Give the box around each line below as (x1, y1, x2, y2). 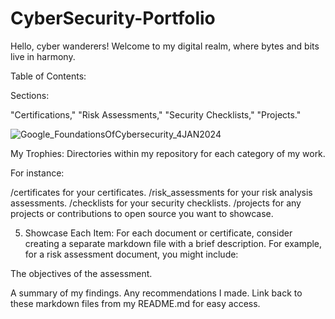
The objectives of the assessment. (10, 267, 153, 279)
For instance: (10, 167, 65, 179)
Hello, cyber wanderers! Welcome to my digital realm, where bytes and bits (10, 40, 320, 52)
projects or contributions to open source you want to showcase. (10, 207, 274, 219)
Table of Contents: (10, 70, 87, 82)
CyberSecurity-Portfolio (10, 7, 216, 30)
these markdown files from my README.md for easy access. (10, 297, 261, 309)
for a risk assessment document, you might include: (24, 248, 239, 260)
